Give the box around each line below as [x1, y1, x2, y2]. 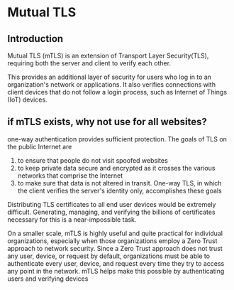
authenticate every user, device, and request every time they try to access [7, 259, 225, 267]
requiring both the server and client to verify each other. [7, 59, 172, 68]
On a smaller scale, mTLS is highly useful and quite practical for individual [7, 229, 223, 237]
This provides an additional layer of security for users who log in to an [7, 72, 211, 81]
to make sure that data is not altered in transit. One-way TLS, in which [17, 178, 222, 187]
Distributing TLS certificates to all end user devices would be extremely [7, 200, 216, 208]
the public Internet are [7, 142, 72, 151]
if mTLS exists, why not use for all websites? [7, 116, 207, 128]
